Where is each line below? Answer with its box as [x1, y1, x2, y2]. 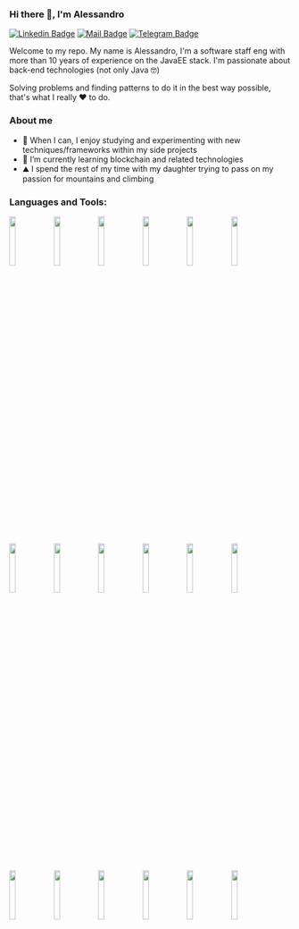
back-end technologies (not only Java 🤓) [9, 64, 161, 75]
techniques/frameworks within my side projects [21, 144, 198, 155]
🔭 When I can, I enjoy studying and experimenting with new [21, 134, 241, 146]
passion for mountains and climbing [21, 173, 154, 184]
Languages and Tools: [9, 196, 107, 208]
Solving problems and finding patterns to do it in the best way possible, [9, 82, 271, 93]
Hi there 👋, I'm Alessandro [9, 8, 125, 21]
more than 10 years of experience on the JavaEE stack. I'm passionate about [9, 55, 291, 66]
